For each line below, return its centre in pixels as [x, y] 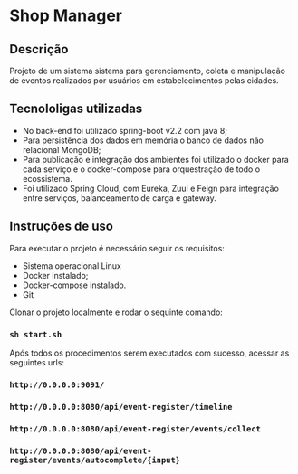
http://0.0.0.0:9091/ [57, 384]
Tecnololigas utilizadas [76, 109]
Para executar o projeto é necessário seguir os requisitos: [117, 248]
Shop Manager [66, 16]
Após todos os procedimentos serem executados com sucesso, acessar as [149, 353]
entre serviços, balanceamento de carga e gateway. [120, 198]
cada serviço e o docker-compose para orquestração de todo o [141, 169]
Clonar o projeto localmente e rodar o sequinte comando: [116, 312]
